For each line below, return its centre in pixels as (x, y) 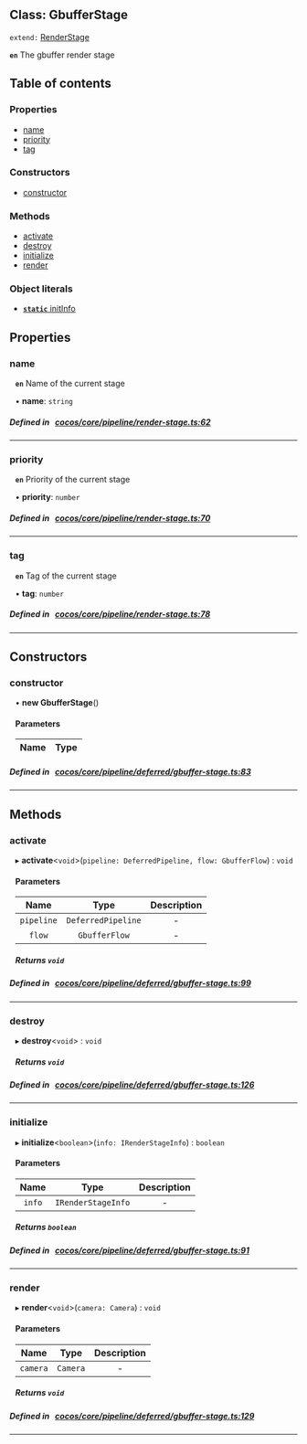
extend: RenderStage (49, 37)
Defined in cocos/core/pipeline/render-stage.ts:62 (111, 422)
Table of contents (60, 84)
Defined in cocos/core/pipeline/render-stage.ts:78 (110, 614)
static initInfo (49, 309)
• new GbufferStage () (57, 703)
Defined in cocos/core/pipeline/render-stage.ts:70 (110, 518)
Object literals (41, 289)
